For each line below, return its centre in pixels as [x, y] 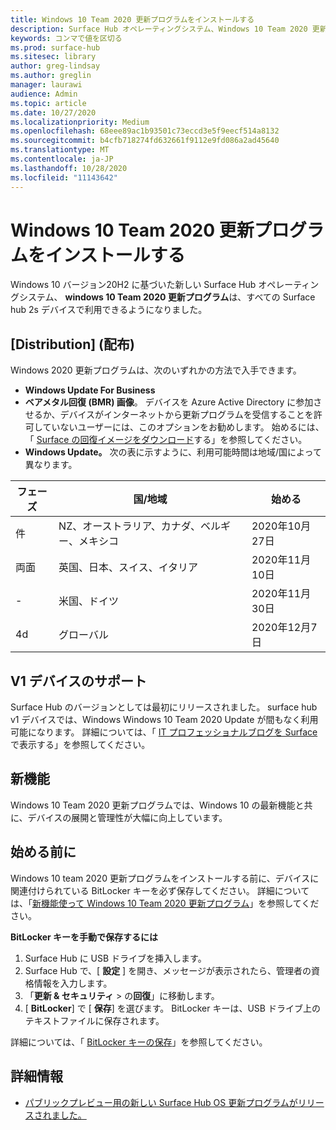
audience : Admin [44, 94]
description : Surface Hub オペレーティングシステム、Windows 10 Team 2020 [159, 29]
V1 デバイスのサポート [79, 681]
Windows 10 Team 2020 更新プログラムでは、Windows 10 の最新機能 [153, 805]
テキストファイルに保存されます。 [94, 1020]
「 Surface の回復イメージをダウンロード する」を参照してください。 [166, 440]
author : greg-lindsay [55, 66]
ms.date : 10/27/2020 [53, 112]
